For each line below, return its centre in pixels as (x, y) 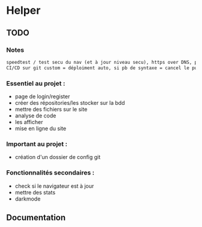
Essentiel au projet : (36, 83)
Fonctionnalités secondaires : (50, 173)
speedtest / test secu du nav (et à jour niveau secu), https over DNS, (99, 62)
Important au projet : (37, 144)
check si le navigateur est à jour (54, 186)
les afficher (29, 122)
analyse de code (35, 116)
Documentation (36, 217)
